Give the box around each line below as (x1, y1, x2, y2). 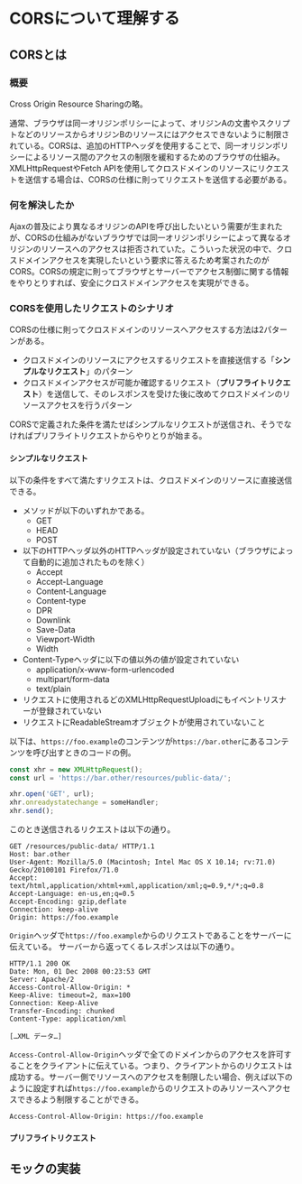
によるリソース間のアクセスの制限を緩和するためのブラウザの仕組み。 (24, 151, 286, 162)
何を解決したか (9, 199, 75, 211)
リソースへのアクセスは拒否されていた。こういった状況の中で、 (40, 244, 277, 254)
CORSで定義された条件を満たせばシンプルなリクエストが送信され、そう (9, 419, 277, 430)
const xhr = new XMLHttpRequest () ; (9, 764, 143, 774)
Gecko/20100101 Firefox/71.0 (9, 865, 119, 875)
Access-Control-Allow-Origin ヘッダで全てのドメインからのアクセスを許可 (9, 1049, 284, 1060)
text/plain (35, 683, 71, 694)
